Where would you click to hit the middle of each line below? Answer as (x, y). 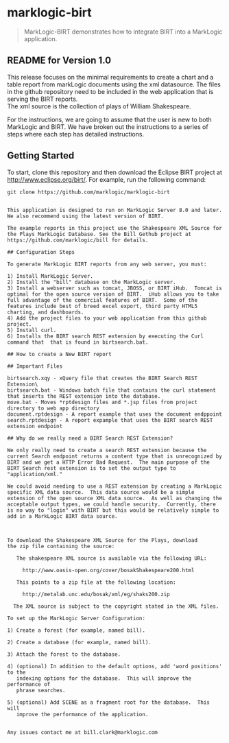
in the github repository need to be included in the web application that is (110, 91)
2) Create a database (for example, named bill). (80, 642)
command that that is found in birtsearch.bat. (78, 342)
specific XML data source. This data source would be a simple (101, 492)
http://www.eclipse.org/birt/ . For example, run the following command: (107, 179)
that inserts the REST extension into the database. (84, 396)
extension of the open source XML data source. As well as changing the (115, 498)
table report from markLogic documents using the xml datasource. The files (114, 84)
